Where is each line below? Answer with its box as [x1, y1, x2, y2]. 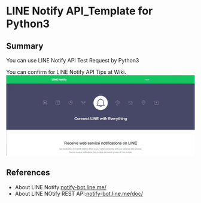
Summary [6, 41, 44, 51]
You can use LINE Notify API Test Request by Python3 [6, 57, 139, 64]
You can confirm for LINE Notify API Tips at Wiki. [6, 68, 127, 76]
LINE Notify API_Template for [6, 4, 153, 18]
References [6, 168, 50, 178]
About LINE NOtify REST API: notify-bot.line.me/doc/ [14, 190, 144, 197]
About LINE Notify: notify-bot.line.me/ [14, 183, 106, 190]
